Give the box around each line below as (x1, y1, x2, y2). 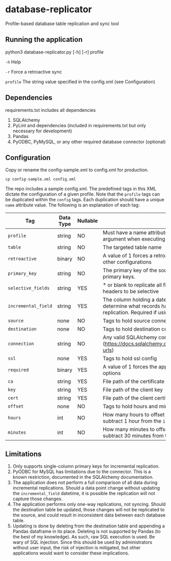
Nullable (77, 217, 98, 224)
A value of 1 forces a (102, 252, 153, 259)
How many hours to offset (102, 411, 165, 418)
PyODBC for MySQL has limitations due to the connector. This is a (12, 469, 151, 475)
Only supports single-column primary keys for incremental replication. (12, 463, 160, 470)
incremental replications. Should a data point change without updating (12, 485, 160, 491)
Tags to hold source (102, 317, 151, 324)
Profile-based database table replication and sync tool (5, 20, 119, 27)
